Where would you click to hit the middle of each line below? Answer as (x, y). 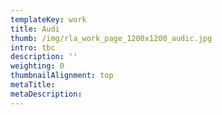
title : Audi (35, 29)
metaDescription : (46, 94)
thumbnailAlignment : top (62, 76)
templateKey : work (48, 19)
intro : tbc (33, 47)
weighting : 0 (37, 66)
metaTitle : (33, 85)
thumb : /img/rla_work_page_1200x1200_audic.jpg (111, 38)
